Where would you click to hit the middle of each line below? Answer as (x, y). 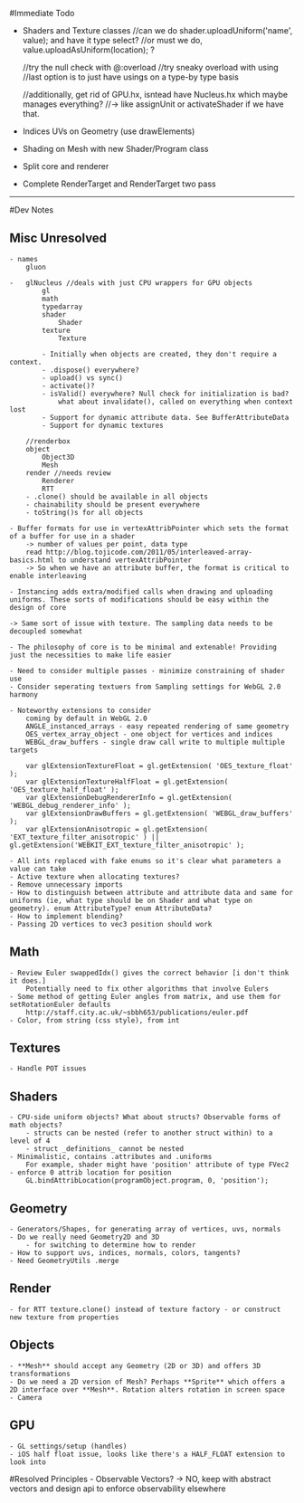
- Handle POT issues (48, 1069)
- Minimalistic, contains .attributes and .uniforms (111, 1157)
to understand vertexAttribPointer (125, 560)
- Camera (26, 1397)
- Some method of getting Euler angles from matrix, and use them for (145, 996)
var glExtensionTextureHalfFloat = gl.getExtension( (127, 782)
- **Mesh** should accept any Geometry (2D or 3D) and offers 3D (135, 1365)
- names (24, 259)
